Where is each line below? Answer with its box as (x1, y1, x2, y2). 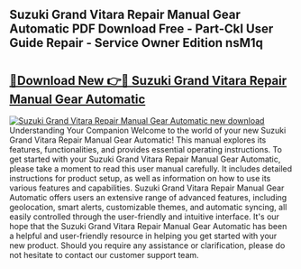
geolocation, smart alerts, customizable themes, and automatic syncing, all (9, 202, 287, 212)
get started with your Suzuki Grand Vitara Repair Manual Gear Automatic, (9, 153, 281, 164)
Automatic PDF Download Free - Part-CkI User (9, 22, 274, 37)
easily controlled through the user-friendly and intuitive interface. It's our (9, 211, 279, 222)
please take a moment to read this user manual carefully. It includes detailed (9, 163, 293, 174)
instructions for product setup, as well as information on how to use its (9, 173, 271, 183)
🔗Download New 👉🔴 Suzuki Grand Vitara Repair (9, 72, 287, 88)
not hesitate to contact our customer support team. (9, 250, 200, 260)
